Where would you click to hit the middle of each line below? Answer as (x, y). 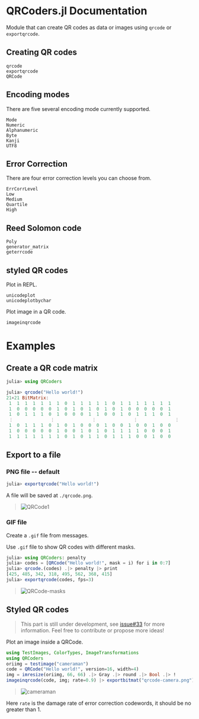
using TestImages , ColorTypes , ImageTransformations (73, 653)
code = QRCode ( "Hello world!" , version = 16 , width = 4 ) (73, 669)
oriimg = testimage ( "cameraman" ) (47, 664)
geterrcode (20, 252)
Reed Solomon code (44, 228)
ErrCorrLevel (22, 189)
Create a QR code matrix (52, 368)
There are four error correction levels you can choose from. (79, 178)
